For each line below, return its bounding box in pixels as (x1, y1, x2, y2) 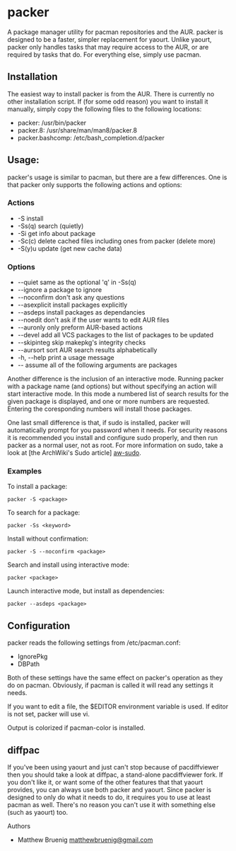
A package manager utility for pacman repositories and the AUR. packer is (7, 28, 224, 36)
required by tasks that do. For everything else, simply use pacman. (7, 50, 201, 59)
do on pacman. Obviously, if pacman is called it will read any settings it (7, 681, 214, 689)
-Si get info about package (17, 229, 96, 237)
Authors (7, 822, 30, 830)
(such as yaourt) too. (7, 808, 69, 817)
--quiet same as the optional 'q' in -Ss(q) (17, 278, 136, 287)
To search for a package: (7, 508, 81, 517)
